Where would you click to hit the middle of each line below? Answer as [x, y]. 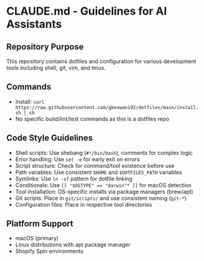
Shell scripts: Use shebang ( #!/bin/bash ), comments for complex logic [104, 152]
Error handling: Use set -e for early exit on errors [77, 159]
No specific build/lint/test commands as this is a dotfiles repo [92, 119]
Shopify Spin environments [49, 251]
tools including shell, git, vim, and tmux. [56, 68]
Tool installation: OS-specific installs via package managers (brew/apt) [104, 191]
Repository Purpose [45, 47]
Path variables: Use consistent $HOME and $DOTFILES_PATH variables [98, 172]
